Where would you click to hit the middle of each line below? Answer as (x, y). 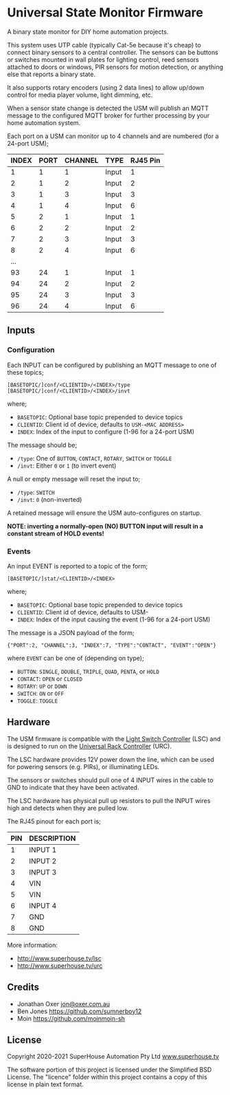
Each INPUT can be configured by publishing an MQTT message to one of (112, 365)
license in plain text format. (45, 1085)
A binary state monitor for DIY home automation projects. (88, 32)
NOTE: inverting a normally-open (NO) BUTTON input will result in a (105, 526)
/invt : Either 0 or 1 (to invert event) (67, 465)
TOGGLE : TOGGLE (37, 700)
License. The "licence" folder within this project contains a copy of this (107, 1077)
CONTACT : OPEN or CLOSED (50, 678)
